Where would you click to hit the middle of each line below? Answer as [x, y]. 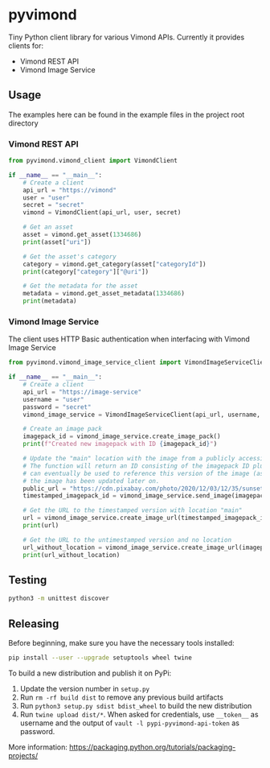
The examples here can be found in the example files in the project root [127, 114]
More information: [38, 747]
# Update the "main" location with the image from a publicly [129, 459]
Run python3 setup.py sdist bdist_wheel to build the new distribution [136, 705]
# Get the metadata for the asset [80, 286]
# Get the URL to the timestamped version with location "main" [133, 510]
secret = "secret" [53, 205]
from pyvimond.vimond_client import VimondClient [93, 161]
